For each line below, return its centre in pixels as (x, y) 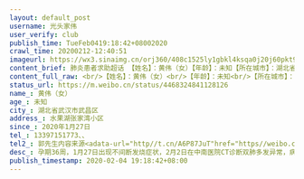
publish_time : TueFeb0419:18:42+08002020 (89, 43)
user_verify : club (44, 34)
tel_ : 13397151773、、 (49, 136)
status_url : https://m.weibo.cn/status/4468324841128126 (119, 85)
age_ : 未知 (28, 102)
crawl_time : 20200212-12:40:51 (68, 52)
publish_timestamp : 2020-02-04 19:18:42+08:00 (99, 160)
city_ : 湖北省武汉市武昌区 (54, 110)
